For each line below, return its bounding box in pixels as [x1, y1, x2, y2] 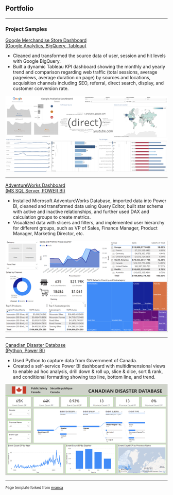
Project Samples [5, 25, 47, 32]
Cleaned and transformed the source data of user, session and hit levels [12, 52, 166, 59]
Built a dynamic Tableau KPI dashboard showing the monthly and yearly [12, 64, 166, 70]
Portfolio [5, 4, 34, 13]
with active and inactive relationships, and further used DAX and [12, 208, 149, 215]
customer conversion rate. [12, 85, 69, 92]
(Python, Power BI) [5, 347, 45, 353]
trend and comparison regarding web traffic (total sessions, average [12, 69, 158, 75]
